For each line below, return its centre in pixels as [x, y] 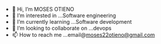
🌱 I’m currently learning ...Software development [72, 22]
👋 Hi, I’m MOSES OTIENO [43, 9]
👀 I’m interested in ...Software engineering [64, 15]
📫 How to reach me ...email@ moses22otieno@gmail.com [83, 35]
